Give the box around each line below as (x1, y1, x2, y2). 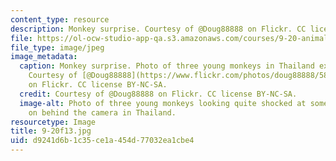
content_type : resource (10, 14, 110, 25)
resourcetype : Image (10, 117, 97, 127)
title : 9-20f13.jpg (10, 126, 92, 136)
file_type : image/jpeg (10, 42, 105, 53)
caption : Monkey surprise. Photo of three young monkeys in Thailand (19, 61, 315, 71)
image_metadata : (10, 52, 78, 62)
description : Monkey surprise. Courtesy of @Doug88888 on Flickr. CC (10, 24, 307, 34)
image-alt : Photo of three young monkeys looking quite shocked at (19, 98, 307, 108)
